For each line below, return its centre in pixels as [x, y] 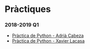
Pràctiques [28, 9]
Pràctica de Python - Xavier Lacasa [48, 41]
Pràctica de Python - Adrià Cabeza [48, 35]
